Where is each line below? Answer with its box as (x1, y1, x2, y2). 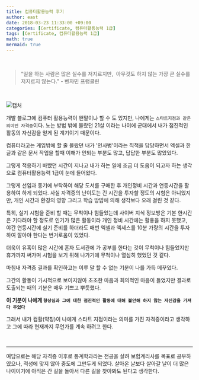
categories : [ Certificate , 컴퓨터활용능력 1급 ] (6, 25, 116, 31)
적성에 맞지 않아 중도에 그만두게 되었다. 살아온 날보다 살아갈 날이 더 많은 (23, 360, 190, 367)
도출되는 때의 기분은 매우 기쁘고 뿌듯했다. (6, 284, 101, 291)
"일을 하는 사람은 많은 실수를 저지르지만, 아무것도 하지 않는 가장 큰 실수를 (20, 70, 191, 77)
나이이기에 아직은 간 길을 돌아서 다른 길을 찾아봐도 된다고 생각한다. (6, 367, 159, 374)
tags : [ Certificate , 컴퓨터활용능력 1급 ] (6, 31, 100, 37)
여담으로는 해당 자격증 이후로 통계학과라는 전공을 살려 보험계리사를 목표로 (6, 352, 176, 359)
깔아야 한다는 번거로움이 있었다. (17, 231, 90, 238)
